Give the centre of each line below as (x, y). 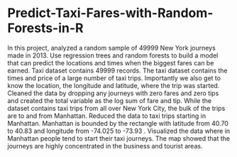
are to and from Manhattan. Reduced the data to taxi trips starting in (107, 116)
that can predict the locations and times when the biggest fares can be (111, 63)
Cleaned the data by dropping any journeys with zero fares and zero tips (113, 93)
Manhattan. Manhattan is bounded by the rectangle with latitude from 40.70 (118, 123)
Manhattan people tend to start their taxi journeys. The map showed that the (119, 138)
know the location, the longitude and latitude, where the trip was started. (114, 85)
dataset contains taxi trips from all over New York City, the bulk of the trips (116, 108)
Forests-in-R (45, 28)
